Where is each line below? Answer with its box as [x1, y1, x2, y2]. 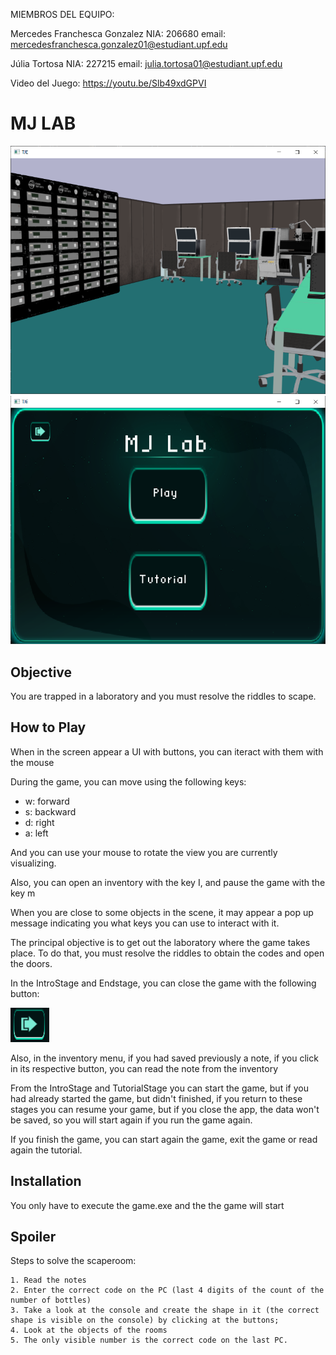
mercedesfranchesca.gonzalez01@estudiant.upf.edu [10, 39, 228, 50]
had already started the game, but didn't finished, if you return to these [10, 1092, 303, 1104]
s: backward [24, 805, 77, 818]
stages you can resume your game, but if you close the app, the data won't [10, 1103, 320, 1115]
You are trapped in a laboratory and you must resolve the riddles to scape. [10, 690, 317, 702]
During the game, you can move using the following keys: [10, 775, 247, 788]
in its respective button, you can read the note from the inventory [10, 1062, 278, 1074]
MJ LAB [10, 112, 77, 135]
